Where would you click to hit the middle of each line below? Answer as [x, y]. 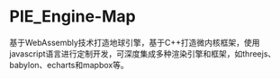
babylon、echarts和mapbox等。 [69, 65]
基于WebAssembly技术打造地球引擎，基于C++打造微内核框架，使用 [135, 42]
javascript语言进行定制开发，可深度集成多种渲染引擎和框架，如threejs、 [143, 53]
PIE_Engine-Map [73, 17]
